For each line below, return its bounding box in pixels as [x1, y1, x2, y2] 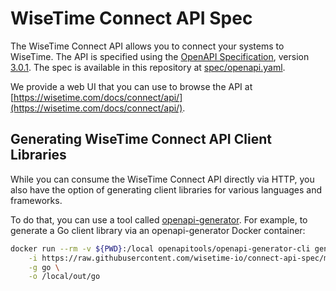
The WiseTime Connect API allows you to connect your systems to [10, 40, 285, 52]
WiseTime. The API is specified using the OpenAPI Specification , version [10, 50, 310, 62]
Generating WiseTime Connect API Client [10, 131, 272, 148]
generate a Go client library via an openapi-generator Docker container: [10, 224, 306, 236]
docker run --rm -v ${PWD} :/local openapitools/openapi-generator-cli [10, 243, 311, 254]
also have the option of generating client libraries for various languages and [10, 183, 323, 196]
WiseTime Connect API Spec [10, 7, 253, 30]
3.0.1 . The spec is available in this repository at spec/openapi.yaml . [10, 61, 286, 73]
